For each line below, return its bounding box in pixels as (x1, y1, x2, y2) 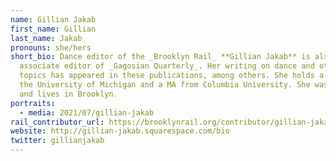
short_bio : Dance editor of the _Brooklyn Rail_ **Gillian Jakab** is (10, 52, 311, 62)
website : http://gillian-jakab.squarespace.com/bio (10, 126, 230, 136)
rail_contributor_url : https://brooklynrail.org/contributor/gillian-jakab (10, 117, 333, 127)
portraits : (10, 98, 56, 108)
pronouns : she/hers (10, 42, 92, 53)
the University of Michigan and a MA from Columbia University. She (19, 80, 311, 90)
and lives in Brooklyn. (19, 89, 118, 99)
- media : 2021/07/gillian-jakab (19, 107, 155, 118)
